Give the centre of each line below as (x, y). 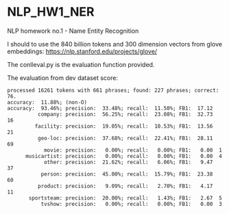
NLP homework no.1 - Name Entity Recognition (73, 31)
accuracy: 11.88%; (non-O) (47, 102)
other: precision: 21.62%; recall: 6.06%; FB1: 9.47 (128, 162)
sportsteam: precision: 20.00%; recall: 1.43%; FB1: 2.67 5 (125, 198)
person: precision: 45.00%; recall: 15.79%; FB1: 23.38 (127, 174)
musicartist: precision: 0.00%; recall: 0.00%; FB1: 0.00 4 (124, 156)
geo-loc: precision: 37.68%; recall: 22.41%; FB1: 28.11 (125, 138)
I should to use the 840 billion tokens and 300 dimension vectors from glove (115, 44)
